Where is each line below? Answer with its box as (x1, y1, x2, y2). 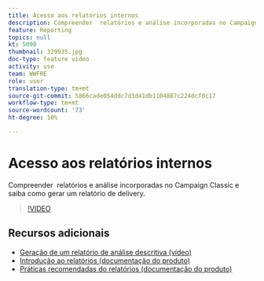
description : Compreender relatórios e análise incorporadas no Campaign (8, 19, 258, 27)
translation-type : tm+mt (8, 84, 90, 93)
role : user (8, 77, 44, 85)
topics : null (8, 33, 51, 42)
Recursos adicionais (8, 227, 110, 240)
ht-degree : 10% (8, 114, 58, 122)
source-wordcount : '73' (8, 107, 86, 115)
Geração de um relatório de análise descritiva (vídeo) (19, 247, 192, 257)
